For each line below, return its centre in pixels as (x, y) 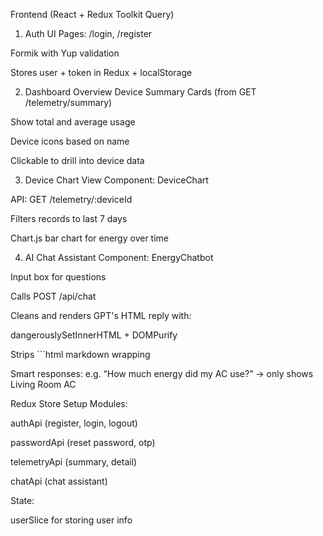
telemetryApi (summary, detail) (74, 462)
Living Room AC (43, 384)
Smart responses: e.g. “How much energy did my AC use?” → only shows (162, 373)
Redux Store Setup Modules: (69, 403)
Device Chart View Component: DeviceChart (116, 180)
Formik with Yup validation (65, 53)
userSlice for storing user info (71, 520)
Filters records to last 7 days (69, 218)
